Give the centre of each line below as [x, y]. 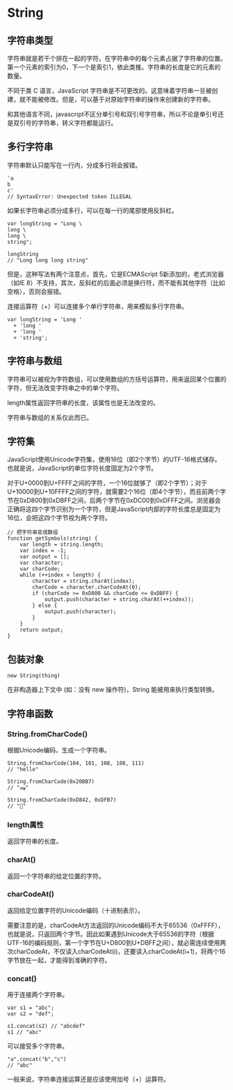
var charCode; [40, 569]
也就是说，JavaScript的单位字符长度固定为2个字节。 [82, 468]
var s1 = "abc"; [31, 1008]
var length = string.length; [62, 545]
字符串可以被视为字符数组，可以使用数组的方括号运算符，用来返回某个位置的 [117, 379]
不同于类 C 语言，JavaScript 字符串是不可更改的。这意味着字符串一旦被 [110, 91]
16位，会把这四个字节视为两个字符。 [59, 518]
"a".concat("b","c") [37, 1059]
